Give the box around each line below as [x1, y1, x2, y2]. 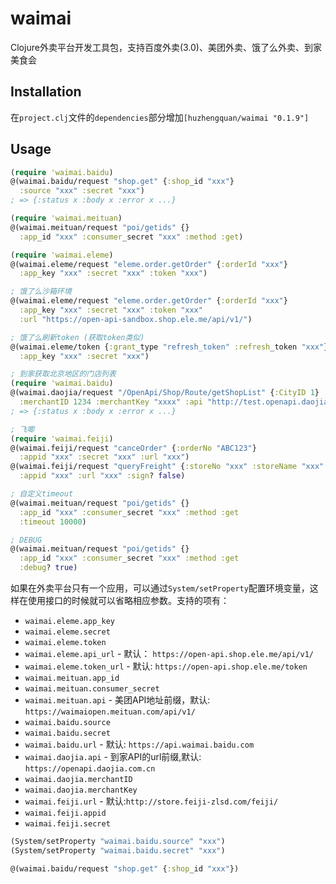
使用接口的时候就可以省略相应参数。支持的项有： [27, 595, 230, 607]
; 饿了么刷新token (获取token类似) [10, 332, 145, 342]
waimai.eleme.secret [24, 627, 111, 637]
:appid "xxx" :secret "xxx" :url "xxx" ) [19, 452, 190, 462]
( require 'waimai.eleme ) [10, 250, 114, 260]
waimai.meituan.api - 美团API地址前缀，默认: [24, 694, 211, 706]
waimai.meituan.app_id [24, 673, 120, 684]
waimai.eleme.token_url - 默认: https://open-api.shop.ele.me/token [24, 660, 308, 672]
